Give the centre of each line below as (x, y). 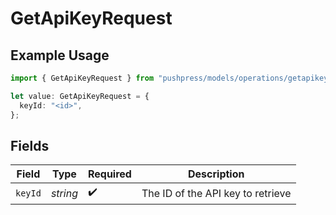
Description (216, 174)
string (64, 193)
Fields (30, 145)
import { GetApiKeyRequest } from (82, 78)
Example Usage (60, 55)
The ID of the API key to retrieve (216, 193)
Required (109, 174)
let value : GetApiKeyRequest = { (80, 96)
